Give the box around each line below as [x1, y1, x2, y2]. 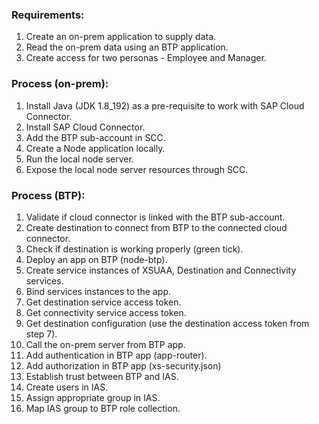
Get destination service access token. [25, 296, 182, 308]
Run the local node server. [25, 153, 134, 165]
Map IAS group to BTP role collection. [25, 402, 181, 414]
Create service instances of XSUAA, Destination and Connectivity [25, 264, 297, 276]
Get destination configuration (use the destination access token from [25, 317, 310, 329]
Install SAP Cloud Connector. [25, 121, 146, 133]
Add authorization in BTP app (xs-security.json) [25, 359, 222, 372]
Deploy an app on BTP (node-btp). [25, 253, 168, 265]
